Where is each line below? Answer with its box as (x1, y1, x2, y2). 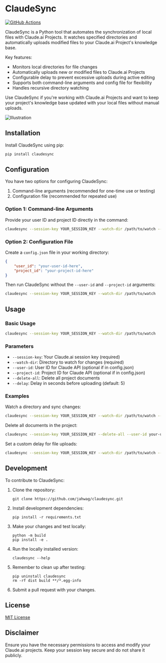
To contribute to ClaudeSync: (5, 477, 65, 483)
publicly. (5, 652, 22, 658)
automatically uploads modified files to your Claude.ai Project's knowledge (5, 39, 157, 45)
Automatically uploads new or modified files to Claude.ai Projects (12, 69, 145, 75)
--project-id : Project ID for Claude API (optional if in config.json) (12, 370, 146, 376)
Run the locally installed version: (12, 546, 79, 552)
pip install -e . (12, 537, 48, 542)
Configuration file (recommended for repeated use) (12, 193, 117, 199)
